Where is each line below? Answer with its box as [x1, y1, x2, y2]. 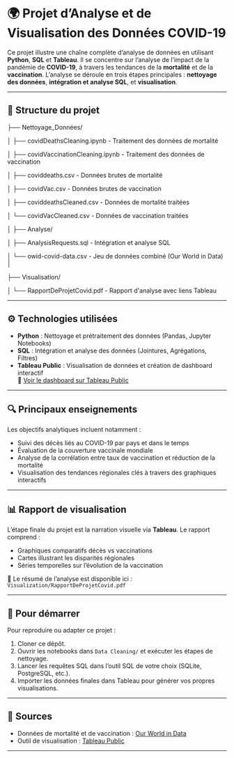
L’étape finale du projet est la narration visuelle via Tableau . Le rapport [7, 525, 210, 534]
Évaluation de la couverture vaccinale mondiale [17, 447, 153, 455]
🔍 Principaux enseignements [7, 403, 138, 415]
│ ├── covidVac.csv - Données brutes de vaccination [7, 184, 162, 192]
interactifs [17, 476, 47, 484]
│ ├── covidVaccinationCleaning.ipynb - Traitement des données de [7, 150, 205, 158]
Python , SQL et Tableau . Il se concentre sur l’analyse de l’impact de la [7, 55, 210, 63]
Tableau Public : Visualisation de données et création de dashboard [17, 361, 212, 369]
